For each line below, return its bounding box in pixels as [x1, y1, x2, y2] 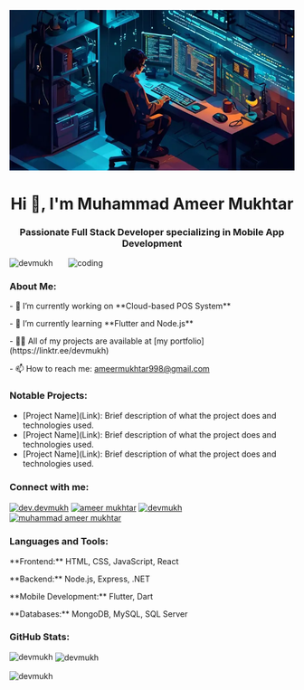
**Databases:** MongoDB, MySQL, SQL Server [9, 608, 188, 619]
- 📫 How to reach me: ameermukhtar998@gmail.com [9, 364, 210, 374]
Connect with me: [9, 480, 90, 493]
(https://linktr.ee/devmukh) [9, 345, 109, 356]
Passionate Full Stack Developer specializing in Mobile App [19, 225, 285, 238]
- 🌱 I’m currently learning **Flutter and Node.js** [9, 318, 194, 329]
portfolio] [170, 336, 205, 346]
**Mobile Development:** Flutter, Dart [9, 591, 154, 601]
